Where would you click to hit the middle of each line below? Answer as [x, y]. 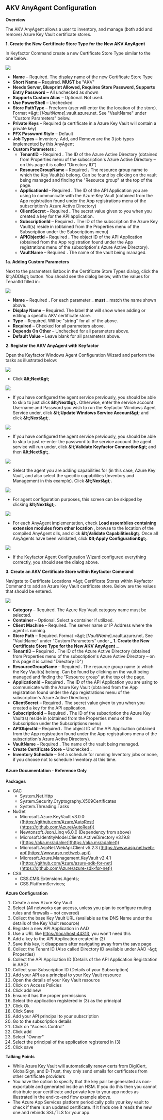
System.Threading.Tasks [44, 807]
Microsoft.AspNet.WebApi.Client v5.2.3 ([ [61, 848]
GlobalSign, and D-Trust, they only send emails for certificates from [80, 1071]
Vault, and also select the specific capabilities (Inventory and [73, 475]
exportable [23, 1087]
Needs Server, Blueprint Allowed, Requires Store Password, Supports [84, 87]
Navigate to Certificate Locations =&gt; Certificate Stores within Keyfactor [79, 581]
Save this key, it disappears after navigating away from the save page [82, 944]
